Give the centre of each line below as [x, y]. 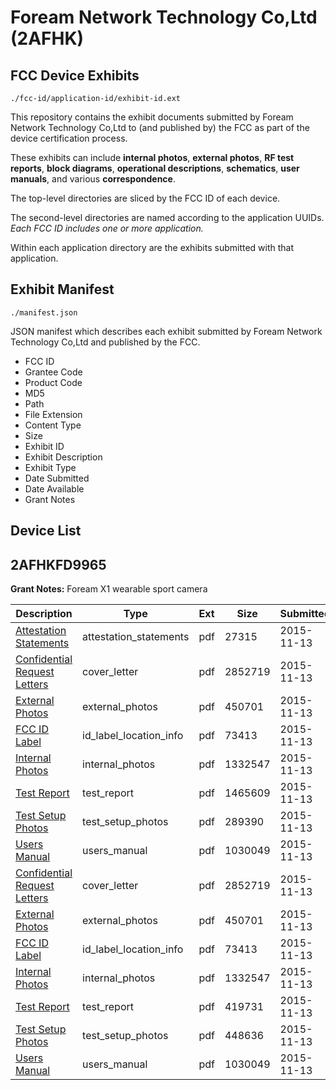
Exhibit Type [50, 467]
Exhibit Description [63, 457]
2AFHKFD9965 [58, 564]
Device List [46, 531]
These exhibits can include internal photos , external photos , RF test [152, 157]
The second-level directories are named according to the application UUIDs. [167, 217]
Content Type [53, 425]
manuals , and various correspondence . [93, 179]
